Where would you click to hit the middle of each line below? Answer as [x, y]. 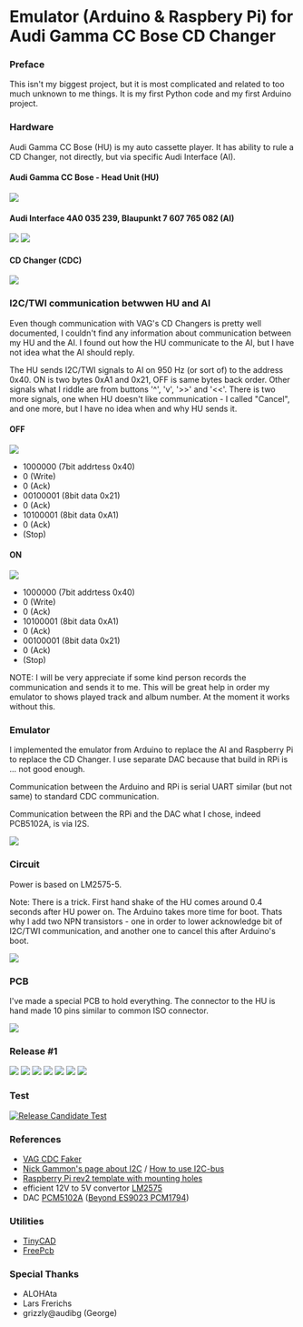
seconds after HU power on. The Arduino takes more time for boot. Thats [146, 911]
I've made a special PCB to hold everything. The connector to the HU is [142, 1000]
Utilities [27, 1221]
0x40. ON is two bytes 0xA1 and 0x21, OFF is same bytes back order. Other [150, 379]
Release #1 [34, 1051]
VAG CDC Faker [52, 1159]
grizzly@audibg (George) [70, 1313]
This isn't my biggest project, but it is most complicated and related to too [147, 85]
